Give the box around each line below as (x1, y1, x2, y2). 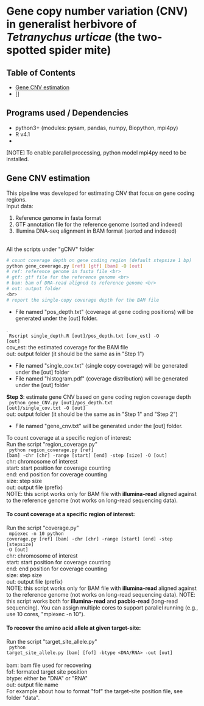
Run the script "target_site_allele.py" (6, 638, 97, 646)
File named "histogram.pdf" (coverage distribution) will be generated (15, 374, 188, 382)
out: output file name (6, 681, 59, 688)
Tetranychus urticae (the (6, 31, 136, 44)
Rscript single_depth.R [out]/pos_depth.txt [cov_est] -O (9, 333, 160, 339)
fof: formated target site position (6, 668, 88, 675)
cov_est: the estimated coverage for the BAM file (6, 343, 128, 351)
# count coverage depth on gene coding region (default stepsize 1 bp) (6, 257, 192, 263)
